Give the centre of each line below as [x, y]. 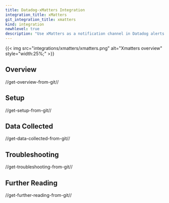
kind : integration [25, 24]
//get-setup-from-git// [28, 110]
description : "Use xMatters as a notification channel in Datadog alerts [85, 34]
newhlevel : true [22, 29]
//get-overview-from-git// [32, 82]
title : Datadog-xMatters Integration [45, 10]
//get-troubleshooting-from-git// [39, 167]
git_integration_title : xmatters [41, 19]
